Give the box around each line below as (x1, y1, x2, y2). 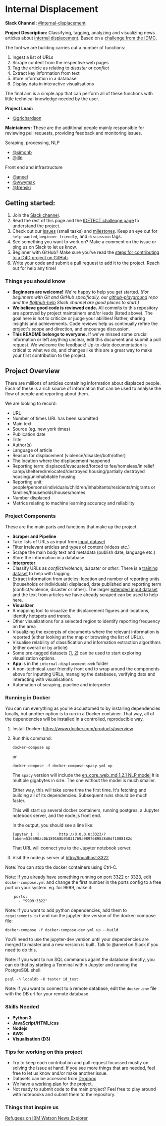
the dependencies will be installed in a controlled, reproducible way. (5, 716, 144, 722)
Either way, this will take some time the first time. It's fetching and (12, 787, 147, 793)
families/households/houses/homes (12, 489, 86, 495)
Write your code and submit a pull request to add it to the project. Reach (12, 260, 160, 266)
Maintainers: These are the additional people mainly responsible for (5, 125, 145, 131)
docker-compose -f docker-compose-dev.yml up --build (5, 928, 119, 933)
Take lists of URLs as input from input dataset (12, 539, 106, 545)
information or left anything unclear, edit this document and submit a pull (12, 336, 161, 342)
